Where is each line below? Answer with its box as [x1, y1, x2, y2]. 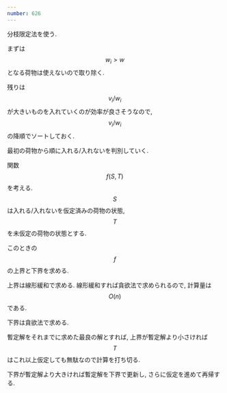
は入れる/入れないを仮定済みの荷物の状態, [7, 206, 125, 215]
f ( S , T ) [106, 172, 124, 180]
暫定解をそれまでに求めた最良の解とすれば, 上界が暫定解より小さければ [7, 333, 209, 342]
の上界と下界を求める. [7, 267, 70, 275]
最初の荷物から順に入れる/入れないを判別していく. [7, 147, 149, 155]
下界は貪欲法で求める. [7, 318, 70, 326]
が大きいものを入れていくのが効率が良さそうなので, [7, 108, 152, 116]
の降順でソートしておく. [7, 132, 75, 141]
